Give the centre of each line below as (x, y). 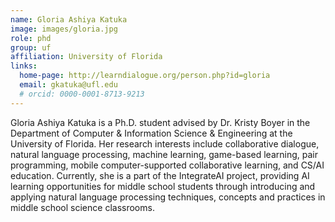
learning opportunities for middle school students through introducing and (163, 186)
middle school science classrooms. (82, 207)
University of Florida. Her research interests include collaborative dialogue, (165, 143)
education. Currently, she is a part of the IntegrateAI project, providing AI (160, 175)
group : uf (31, 47)
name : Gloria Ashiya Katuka (69, 19)
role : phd (31, 38)
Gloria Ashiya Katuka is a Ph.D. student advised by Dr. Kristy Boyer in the (160, 122)
